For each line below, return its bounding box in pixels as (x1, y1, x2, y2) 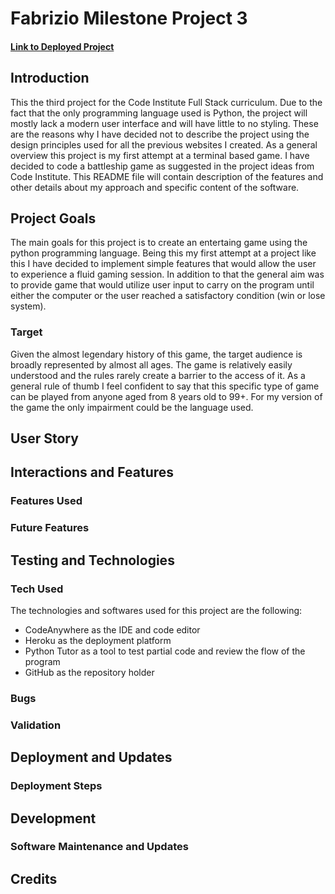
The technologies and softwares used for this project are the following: (10, 605, 303, 617)
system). (10, 300, 47, 312)
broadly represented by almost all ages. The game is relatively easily (10, 358, 293, 371)
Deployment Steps (10, 779, 103, 793)
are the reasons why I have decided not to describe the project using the (10, 128, 310, 140)
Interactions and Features (10, 464, 175, 481)
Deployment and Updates (10, 749, 173, 766)
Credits (10, 870, 58, 887)
